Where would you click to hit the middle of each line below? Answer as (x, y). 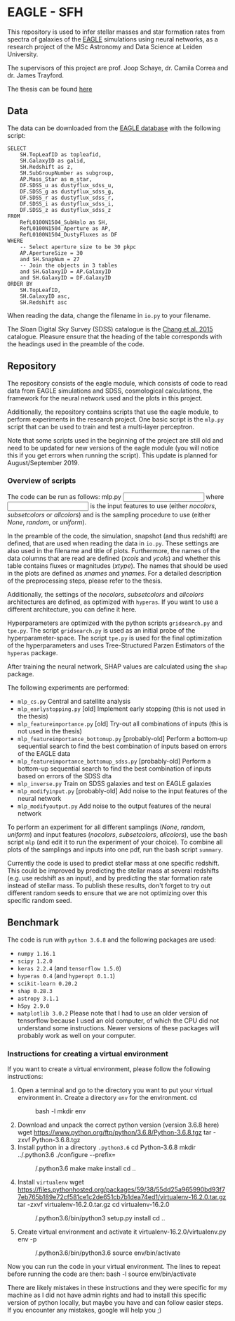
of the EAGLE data (44, 753)
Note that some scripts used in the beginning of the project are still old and (115, 440)
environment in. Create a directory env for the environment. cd (107, 1097)
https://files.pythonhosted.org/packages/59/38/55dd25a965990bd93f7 (121, 1189)
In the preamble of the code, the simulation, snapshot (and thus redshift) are (117, 536)
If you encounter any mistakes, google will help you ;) (85, 1310)
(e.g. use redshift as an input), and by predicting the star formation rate (110, 878)
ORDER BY (20, 284)
